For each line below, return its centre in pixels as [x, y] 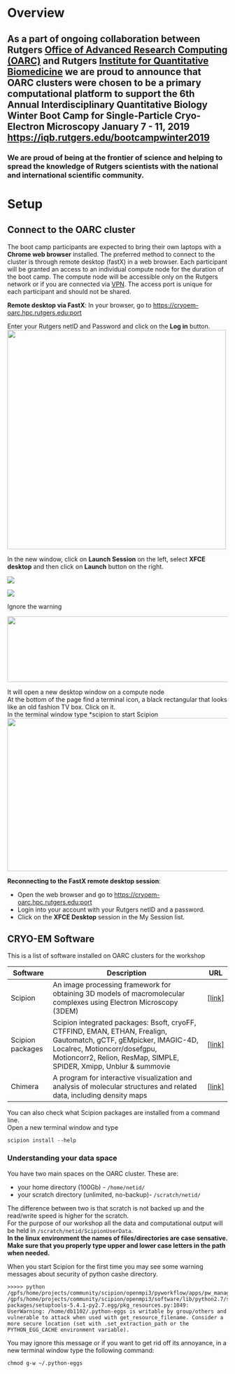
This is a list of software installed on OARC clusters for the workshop [106, 956]
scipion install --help [42, 1141]
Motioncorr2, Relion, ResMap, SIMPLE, [116, 1058]
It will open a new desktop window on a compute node [86, 692]
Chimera [25, 1087]
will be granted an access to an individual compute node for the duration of [115, 269]
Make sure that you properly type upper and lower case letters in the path [116, 1245]
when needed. [29, 1253]
